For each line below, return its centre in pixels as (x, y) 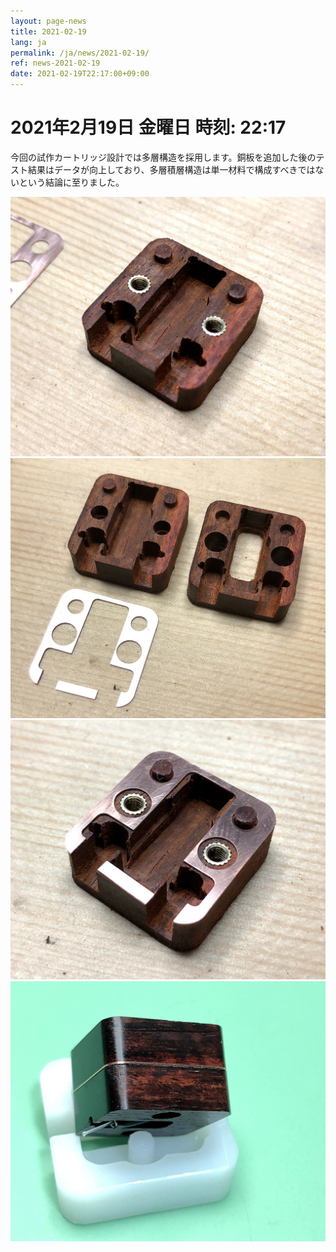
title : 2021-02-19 (48, 31)
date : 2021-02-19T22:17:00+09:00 (80, 74)
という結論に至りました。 (71, 182)
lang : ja (28, 42)
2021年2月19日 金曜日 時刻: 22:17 (148, 127)
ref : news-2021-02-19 (55, 63)
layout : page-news (48, 21)
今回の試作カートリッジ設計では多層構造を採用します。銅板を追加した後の (163, 157)
